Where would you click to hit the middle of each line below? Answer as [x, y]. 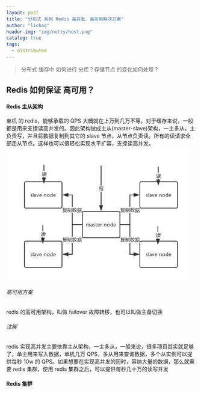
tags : [13, 44]
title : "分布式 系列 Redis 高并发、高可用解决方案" [65, 19]
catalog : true [24, 38]
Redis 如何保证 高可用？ [51, 90]
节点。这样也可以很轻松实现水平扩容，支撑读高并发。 [88, 144]
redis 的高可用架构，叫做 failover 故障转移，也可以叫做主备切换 [85, 312]
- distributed [29, 51]
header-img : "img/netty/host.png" [50, 32]
